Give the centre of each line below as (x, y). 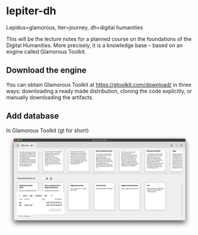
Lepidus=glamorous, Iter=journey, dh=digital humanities (75, 27)
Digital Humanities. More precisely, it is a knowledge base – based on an (94, 45)
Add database (33, 116)
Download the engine (47, 70)
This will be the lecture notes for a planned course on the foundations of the (99, 39)
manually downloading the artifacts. (50, 97)
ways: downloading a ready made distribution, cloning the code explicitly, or (99, 91)
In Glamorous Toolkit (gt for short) (47, 130)
